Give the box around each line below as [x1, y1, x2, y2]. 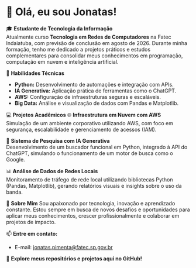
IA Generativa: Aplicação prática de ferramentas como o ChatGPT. [14, 87, 177, 94]
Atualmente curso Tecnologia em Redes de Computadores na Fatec [6, 33, 171, 40]
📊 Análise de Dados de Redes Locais [6, 167, 98, 174]
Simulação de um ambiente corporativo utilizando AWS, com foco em [6, 119, 174, 126]
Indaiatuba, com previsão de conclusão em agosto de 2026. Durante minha [6, 39, 188, 46]
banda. [6, 188, 23, 195]
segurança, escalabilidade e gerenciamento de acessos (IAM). [6, 126, 157, 133]
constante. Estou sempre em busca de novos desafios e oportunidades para [6, 206, 190, 213]
